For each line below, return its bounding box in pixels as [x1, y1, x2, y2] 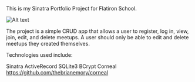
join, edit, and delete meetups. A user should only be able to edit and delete [6, 34, 189, 40]
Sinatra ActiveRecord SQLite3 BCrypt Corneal [6, 63, 117, 70]
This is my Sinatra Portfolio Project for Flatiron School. [6, 5, 137, 12]
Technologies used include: [6, 52, 73, 58]
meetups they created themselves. [6, 40, 90, 47]
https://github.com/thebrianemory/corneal [6, 69, 109, 76]
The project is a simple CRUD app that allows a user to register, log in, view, [6, 28, 189, 35]
